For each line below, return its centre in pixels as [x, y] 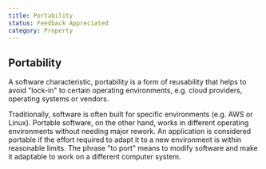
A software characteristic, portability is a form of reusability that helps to [127, 82]
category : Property [41, 30]
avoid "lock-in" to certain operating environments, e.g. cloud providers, [125, 90]
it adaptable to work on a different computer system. [95, 157]
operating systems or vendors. [59, 99]
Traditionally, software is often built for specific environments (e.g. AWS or [131, 114]
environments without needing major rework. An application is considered [130, 132]
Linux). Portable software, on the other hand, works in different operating [129, 123]
